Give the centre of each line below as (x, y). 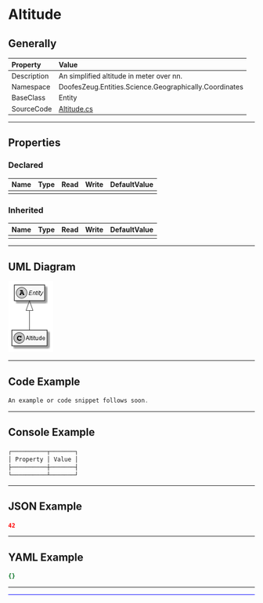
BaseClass (28, 98)
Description (30, 75)
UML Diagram (42, 267)
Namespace (31, 87)
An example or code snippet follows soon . (78, 401)
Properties (34, 143)
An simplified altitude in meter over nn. (120, 75)
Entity (68, 98)
